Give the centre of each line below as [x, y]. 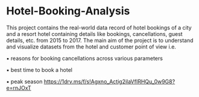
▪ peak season [24, 81]
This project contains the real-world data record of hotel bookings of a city [99, 28]
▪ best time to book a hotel [39, 69]
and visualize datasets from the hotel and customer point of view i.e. [91, 47]
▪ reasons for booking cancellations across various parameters [84, 58]
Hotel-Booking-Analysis [68, 11]
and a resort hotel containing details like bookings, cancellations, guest [94, 34]
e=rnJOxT [19, 87]
